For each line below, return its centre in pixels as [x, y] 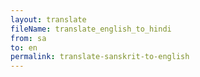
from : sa [28, 38]
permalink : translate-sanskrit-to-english [100, 57]
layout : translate [48, 19]
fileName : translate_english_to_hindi [91, 29]
